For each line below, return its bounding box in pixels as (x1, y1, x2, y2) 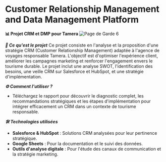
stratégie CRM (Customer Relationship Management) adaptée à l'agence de (5, 47, 160, 53)
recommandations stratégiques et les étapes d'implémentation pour (12, 98, 151, 104)
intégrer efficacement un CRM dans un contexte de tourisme (12, 103, 136, 109)
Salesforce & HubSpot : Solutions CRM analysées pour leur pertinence (12, 130, 158, 136)
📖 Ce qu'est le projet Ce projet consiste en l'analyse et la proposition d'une (5, 42, 159, 48)
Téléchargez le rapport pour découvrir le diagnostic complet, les (12, 93, 144, 99)
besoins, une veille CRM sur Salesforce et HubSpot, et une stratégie (5, 68, 144, 74)
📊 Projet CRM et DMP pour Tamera (5, 31, 78, 37)
